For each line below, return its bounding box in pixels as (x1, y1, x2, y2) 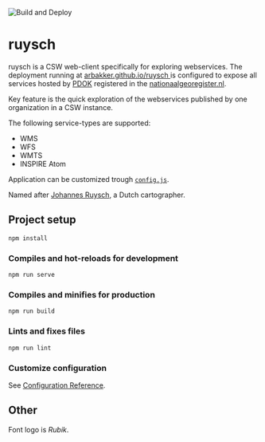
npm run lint (8, 344, 52, 352)
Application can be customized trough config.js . (8, 174, 170, 184)
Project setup (8, 213, 77, 227)
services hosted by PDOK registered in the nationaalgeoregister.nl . (8, 78, 227, 88)
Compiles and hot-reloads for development (8, 252, 179, 263)
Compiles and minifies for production (8, 289, 155, 300)
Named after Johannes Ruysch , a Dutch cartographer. (8, 190, 185, 199)
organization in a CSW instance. (8, 102, 114, 112)
